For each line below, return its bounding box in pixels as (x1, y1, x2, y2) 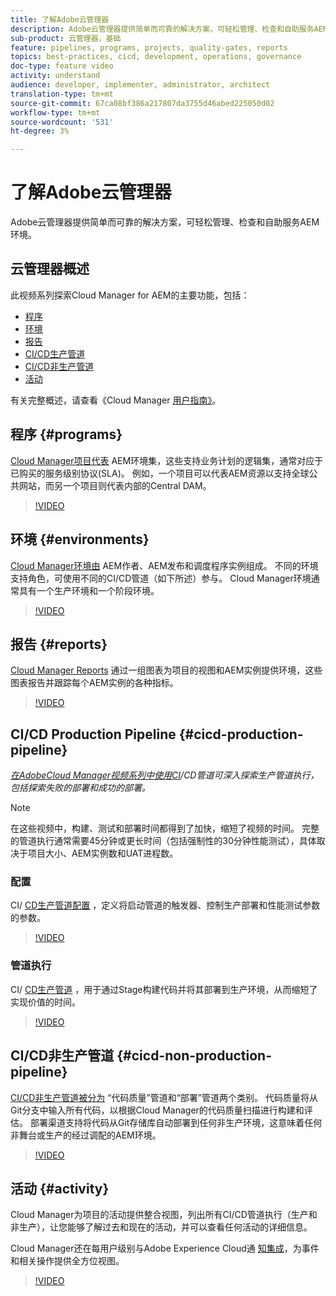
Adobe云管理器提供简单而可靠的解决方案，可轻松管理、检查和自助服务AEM (10, 216, 320, 228)
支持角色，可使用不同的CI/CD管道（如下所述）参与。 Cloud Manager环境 (10, 572, 312, 584)
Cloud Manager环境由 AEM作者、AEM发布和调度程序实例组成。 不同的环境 (10, 559, 319, 571)
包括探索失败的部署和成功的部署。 (10, 782, 151, 794)
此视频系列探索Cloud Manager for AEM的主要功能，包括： (10, 289, 250, 301)
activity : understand (10, 71, 101, 81)
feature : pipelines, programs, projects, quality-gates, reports (10, 42, 288, 53)
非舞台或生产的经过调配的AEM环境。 (10, 1129, 162, 1141)
